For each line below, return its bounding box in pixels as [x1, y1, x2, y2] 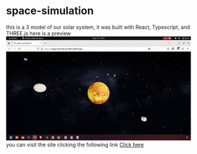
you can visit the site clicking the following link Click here [6, 141, 144, 148]
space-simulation [6, 4, 94, 18]
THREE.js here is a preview [6, 29, 72, 36]
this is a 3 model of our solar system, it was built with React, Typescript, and [6, 24, 191, 31]
